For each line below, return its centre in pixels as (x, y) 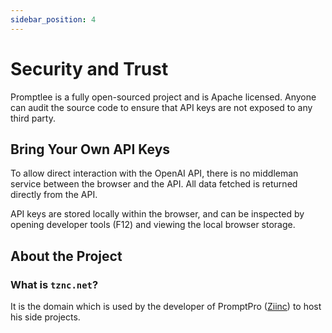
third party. (33, 118)
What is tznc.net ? (54, 284)
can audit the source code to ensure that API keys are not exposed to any (161, 107)
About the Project (66, 256)
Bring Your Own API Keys (90, 149)
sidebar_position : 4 (53, 19)
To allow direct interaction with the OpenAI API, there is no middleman (154, 173)
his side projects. (45, 317)
